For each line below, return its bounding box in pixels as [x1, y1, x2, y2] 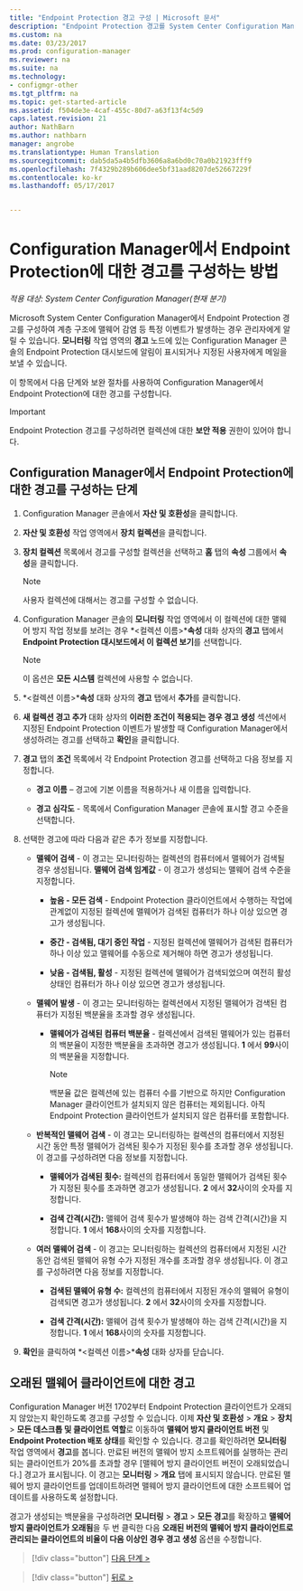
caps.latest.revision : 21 [9, 114, 106, 123]
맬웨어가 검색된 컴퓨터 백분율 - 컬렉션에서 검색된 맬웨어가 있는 [49, 1028, 267, 1038]
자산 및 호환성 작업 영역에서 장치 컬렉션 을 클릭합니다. [22, 526, 207, 538]
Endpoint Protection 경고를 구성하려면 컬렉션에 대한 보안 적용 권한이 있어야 [9, 425, 275, 436]
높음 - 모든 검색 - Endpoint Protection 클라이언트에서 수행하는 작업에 [49, 895, 293, 905]
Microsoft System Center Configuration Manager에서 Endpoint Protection [9, 313, 281, 324]
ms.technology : [9, 72, 67, 81]
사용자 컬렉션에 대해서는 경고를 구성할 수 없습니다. [22, 594, 198, 605]
